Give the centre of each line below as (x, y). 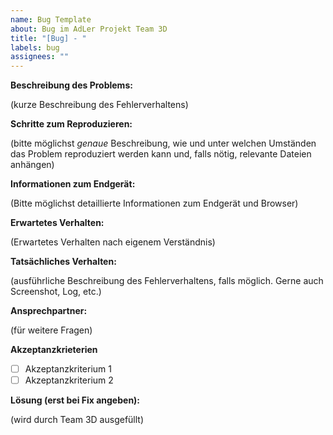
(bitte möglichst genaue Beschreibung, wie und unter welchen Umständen (163, 143)
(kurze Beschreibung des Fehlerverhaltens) (99, 105)
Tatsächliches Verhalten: (63, 262)
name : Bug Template (51, 19)
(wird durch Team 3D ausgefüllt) (77, 420)
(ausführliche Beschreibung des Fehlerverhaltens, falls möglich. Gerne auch (167, 281)
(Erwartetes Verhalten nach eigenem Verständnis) (113, 242)
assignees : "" (40, 57)
